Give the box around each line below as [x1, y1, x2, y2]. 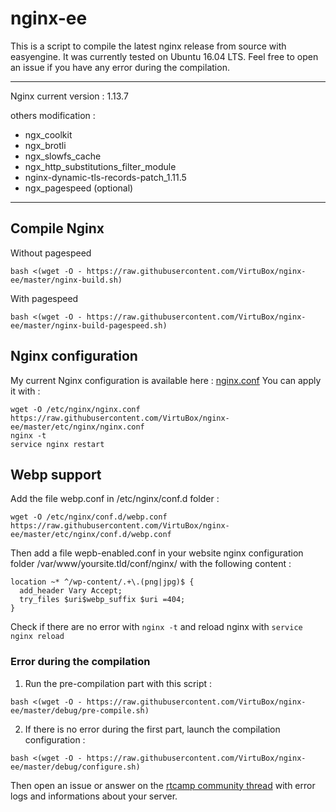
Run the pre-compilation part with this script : [24, 677, 213, 689]
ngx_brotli [24, 139, 67, 151]
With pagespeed [10, 292, 79, 304]
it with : [10, 385, 41, 397]
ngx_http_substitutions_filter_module [24, 160, 177, 172]
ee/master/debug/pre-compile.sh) [10, 705, 150, 716]
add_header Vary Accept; [19, 586, 123, 596]
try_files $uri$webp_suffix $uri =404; [19, 595, 186, 605]
